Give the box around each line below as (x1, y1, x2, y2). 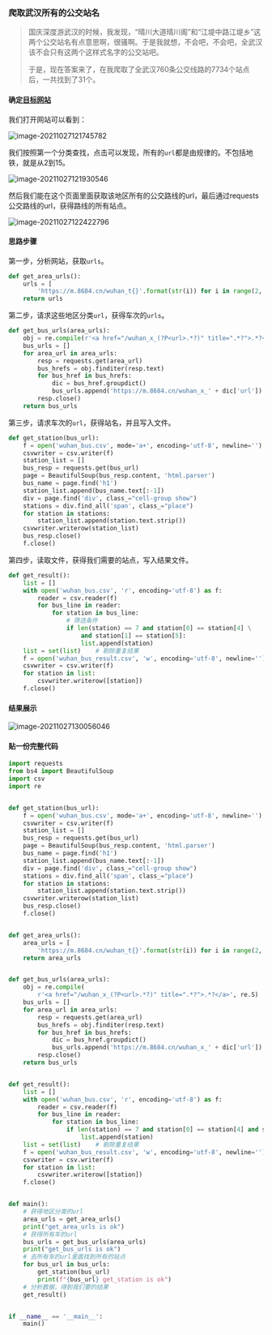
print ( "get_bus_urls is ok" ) (23, 1245, 121, 1254)
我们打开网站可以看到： (8, 114, 87, 124)
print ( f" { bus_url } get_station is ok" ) (37, 1275, 172, 1283)
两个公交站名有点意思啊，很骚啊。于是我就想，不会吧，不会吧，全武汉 (28, 37, 263, 47)
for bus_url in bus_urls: (23, 1260, 111, 1268)
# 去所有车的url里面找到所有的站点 (23, 1253, 125, 1261)
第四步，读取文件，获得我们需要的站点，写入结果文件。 (8, 555, 193, 564)
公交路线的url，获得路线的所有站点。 (8, 200, 131, 210)
